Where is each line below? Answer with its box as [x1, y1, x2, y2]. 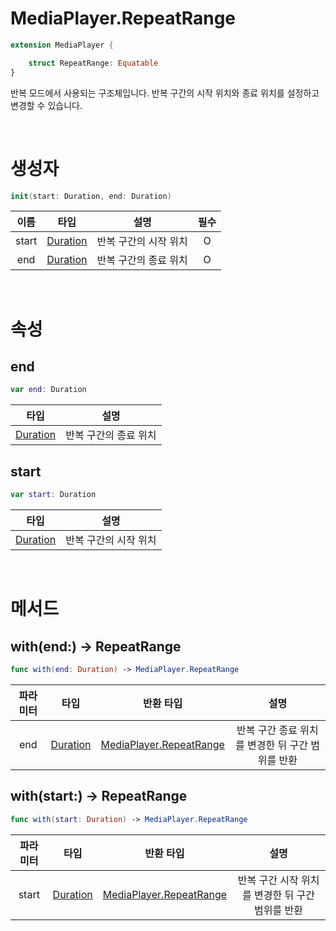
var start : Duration [10, 490, 97, 500]
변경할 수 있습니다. [10, 99, 83, 111]
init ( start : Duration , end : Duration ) [10, 191, 172, 201]
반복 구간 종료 [236, 723, 298, 737]
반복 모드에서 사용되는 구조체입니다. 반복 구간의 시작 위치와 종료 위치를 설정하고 [10, 87, 320, 99]
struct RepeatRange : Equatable [28, 58, 159, 68]
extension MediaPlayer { [10, 40, 114, 50]
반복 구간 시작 [237, 873, 299, 887]
